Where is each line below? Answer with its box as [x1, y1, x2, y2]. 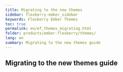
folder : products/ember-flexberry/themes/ [5, 31, 96, 36]
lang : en [5, 36, 24, 41]
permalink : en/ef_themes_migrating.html [5, 26, 92, 31]
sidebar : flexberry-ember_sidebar [5, 12, 78, 17]
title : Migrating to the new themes [5, 7, 83, 13]
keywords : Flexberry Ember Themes [5, 17, 78, 22]
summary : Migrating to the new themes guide [5, 40, 101, 45]
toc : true [5, 21, 26, 27]
